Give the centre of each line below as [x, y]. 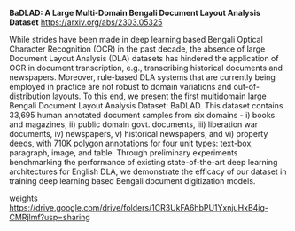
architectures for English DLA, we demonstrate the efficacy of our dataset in [148, 171]
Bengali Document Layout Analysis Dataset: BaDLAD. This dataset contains [146, 105]
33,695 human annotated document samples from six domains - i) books [142, 115]
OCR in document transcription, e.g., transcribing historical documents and [146, 68]
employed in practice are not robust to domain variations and [120, 87]
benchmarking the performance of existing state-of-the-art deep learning [144, 162]
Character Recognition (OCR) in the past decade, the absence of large [137, 49]
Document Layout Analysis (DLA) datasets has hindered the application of [144, 58]
